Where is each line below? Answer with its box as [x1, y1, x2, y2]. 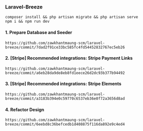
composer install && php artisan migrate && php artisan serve [5, 15, 139, 20]
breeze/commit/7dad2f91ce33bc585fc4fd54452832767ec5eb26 [5, 44, 125, 50]
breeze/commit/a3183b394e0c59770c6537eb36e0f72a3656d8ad [5, 96, 125, 101]
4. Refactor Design [5, 106, 45, 112]
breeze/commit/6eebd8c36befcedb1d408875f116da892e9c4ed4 [5, 122, 125, 127]
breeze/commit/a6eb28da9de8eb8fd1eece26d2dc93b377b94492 [5, 70, 125, 75]
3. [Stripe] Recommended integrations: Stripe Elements [5, 81, 122, 87]
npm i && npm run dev [5, 19, 50, 24]
